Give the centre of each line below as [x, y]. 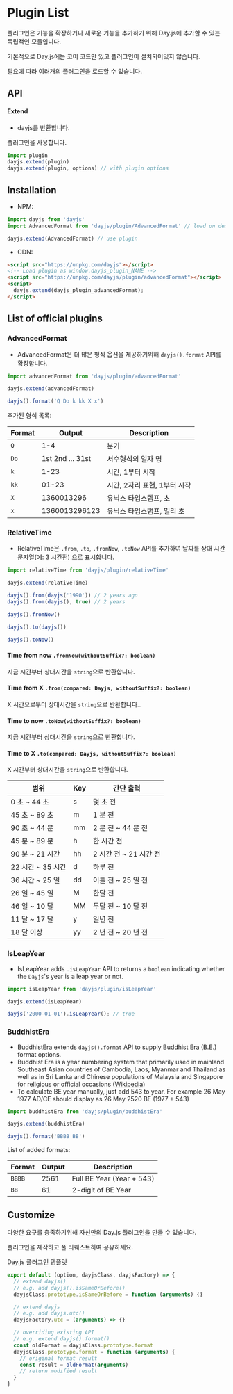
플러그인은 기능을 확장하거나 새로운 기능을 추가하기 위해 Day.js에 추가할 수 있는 [114, 33]
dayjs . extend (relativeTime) [48, 583]
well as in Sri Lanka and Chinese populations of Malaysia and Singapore [120, 1076]
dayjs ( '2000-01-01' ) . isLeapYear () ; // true [71, 1014]
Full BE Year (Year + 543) [113, 1178]
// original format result [59, 1358]
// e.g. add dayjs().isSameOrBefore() [70, 1288]
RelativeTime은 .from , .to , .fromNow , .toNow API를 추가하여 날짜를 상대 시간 [121, 549]
